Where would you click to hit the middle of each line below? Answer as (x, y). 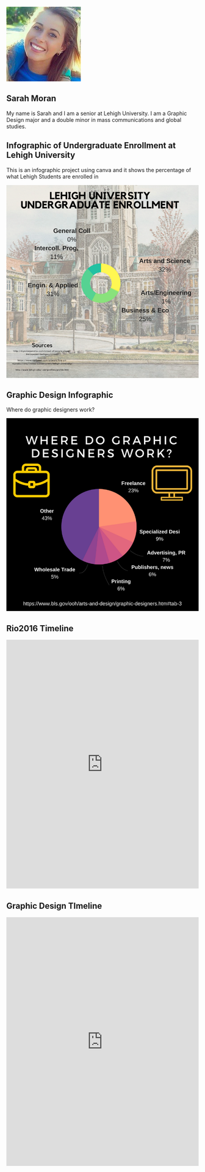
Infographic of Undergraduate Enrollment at (91, 145)
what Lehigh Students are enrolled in (52, 176)
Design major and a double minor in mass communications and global (94, 119)
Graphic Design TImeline (54, 906)
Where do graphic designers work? (51, 410)
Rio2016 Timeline (40, 628)
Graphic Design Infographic (60, 395)
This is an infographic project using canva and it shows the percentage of (99, 170)
